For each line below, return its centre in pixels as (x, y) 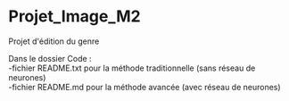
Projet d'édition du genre (54, 41)
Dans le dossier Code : (50, 58)
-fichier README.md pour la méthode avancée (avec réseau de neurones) (145, 87)
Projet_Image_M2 (74, 17)
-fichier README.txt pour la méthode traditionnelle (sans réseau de (132, 68)
